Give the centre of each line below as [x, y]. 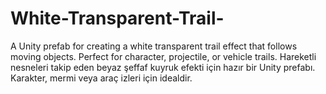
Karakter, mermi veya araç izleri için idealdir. [101, 78]
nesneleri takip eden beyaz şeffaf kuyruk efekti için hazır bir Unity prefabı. [163, 67]
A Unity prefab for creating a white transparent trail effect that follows [154, 46]
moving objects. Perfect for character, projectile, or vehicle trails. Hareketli [163, 56]
